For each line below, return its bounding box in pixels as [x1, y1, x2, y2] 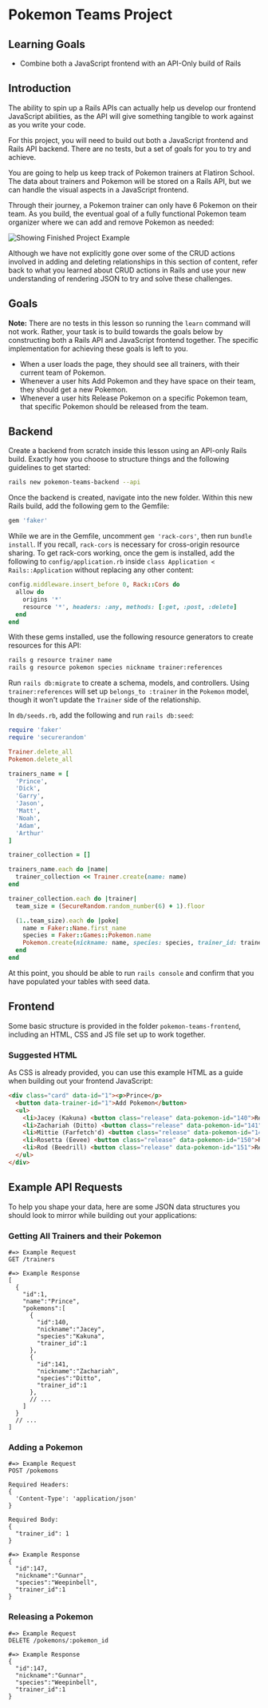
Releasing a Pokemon [8, 1611, 93, 1622]
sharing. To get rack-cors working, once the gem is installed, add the [8, 548, 235, 558]
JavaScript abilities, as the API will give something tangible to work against [8, 111, 254, 121]
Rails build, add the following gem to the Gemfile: [8, 501, 170, 511]
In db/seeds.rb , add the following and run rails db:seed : [8, 711, 194, 720]
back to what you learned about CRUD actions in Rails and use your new [8, 265, 246, 275]
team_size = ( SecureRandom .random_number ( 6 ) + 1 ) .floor [15, 902, 205, 910]
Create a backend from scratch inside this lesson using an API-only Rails [8, 446, 247, 456]
